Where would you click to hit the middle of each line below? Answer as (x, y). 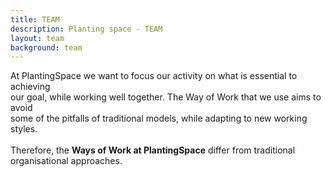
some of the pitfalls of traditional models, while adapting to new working (159, 118)
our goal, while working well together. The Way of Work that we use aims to (166, 97)
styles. (24, 129)
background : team (46, 47)
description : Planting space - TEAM (86, 29)
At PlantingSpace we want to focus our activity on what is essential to (154, 76)
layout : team (37, 38)
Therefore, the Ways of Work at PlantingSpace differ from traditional (153, 150)
